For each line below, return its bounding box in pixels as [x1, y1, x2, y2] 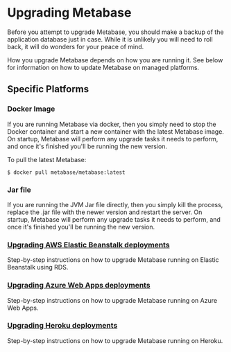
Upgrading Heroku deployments [7, 321, 118, 331]
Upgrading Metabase [7, 5, 132, 21]
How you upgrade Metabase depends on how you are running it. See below [7, 55, 223, 64]
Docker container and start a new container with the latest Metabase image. [7, 127, 224, 136]
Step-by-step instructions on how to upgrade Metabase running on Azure [7, 296, 217, 304]
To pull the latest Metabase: [7, 155, 87, 164]
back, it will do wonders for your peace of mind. [7, 42, 144, 51]
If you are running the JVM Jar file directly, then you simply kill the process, [7, 200, 223, 209]
